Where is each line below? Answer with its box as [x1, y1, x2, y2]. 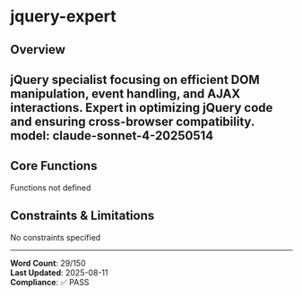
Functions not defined [10, 182, 91, 193]
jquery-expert [10, 6, 116, 27]
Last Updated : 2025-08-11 [10, 266, 108, 278]
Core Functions [10, 158, 98, 173]
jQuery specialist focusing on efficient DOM [10, 72, 260, 87]
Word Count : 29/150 [10, 258, 86, 268]
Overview [10, 42, 66, 57]
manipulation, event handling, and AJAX [10, 86, 241, 101]
